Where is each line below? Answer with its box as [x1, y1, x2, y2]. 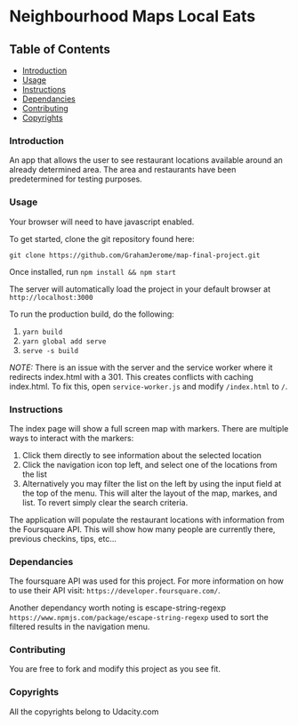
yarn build [21, 327, 63, 336]
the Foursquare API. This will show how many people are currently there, [9, 523, 276, 535]
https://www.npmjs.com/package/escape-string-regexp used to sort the [9, 612, 269, 623]
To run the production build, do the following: [9, 309, 175, 319]
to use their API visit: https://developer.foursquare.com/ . [9, 585, 221, 596]
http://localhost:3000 [9, 293, 93, 302]
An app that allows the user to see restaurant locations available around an [9, 155, 283, 165]
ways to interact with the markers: [9, 432, 134, 443]
